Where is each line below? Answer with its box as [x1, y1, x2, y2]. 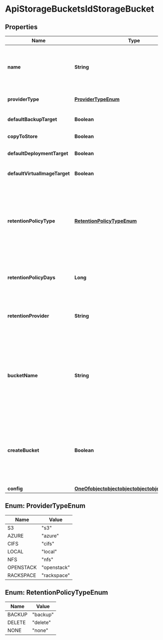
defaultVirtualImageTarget [7, 170, 70, 177]
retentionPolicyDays [7, 274, 56, 281]
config [7, 485, 23, 492]
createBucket [7, 447, 40, 454]
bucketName [7, 372, 38, 379]
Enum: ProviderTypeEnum [5, 502, 86, 510]
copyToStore [7, 133, 38, 140]
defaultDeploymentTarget [7, 150, 68, 157]
